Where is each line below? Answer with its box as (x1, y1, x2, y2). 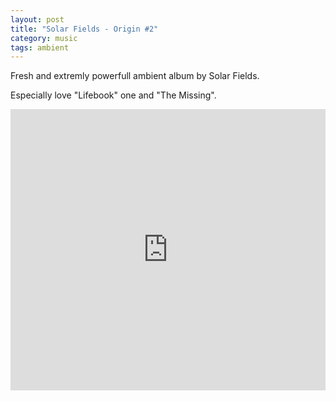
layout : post (10, 14, 65, 25)
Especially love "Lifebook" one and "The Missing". (10, 89, 217, 101)
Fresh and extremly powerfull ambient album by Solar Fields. (10, 70, 260, 82)
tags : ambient (10, 42, 70, 53)
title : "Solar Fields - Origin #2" (10, 24, 159, 34)
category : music (10, 33, 78, 43)
